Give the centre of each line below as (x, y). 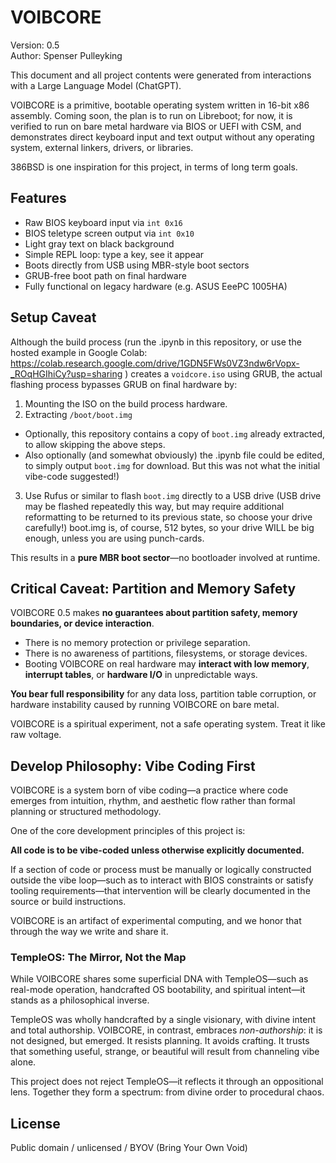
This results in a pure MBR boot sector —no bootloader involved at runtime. (165, 557)
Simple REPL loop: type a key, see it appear (114, 254)
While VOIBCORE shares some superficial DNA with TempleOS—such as (159, 979)
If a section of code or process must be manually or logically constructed (161, 870)
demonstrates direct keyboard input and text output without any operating (162, 137)
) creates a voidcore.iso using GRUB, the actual (223, 373)
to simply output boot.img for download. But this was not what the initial (172, 465)
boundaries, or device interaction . (82, 623)
